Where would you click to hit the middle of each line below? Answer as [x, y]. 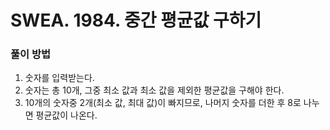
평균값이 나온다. [66, 115]
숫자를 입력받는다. [59, 78]
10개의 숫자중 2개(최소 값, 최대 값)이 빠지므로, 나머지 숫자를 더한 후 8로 [163, 103]
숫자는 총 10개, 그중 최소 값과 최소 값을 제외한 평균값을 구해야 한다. [154, 90]
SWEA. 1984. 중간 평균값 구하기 [136, 20]
